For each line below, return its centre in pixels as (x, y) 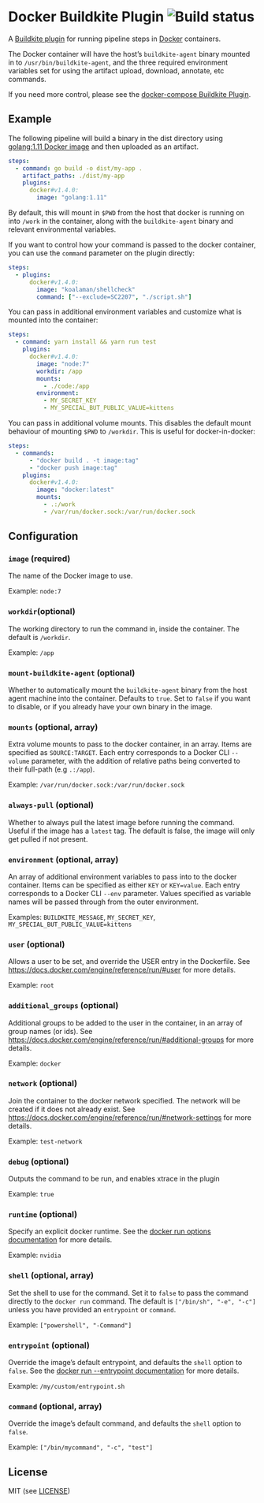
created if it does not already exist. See (72, 1109)
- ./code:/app (66, 386)
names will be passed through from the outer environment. (104, 902)
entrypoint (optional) (49, 1345)
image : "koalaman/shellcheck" (86, 289)
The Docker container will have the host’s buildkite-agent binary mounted (129, 54)
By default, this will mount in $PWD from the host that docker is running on (126, 212)
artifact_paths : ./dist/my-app (74, 176)
